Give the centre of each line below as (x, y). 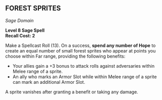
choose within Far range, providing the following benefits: (65, 56)
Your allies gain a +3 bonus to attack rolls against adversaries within (84, 66)
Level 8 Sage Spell (25, 30)
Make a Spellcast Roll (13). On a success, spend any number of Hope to (80, 45)
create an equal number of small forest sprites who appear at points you (80, 51)
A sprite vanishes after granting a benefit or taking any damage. (72, 92)
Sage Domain (19, 20)
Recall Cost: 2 (20, 35)
